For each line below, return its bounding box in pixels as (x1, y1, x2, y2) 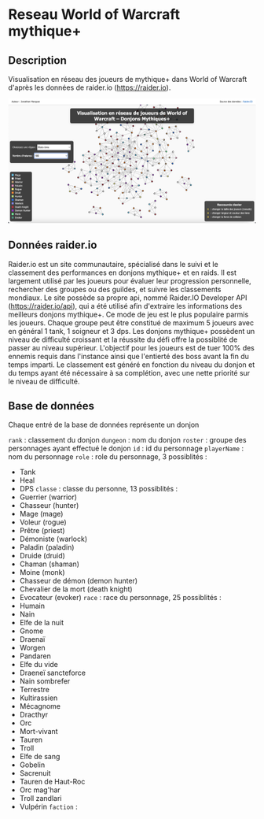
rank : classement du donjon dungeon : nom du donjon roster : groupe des (8, 435, 247, 445)
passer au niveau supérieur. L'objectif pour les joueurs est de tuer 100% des (8, 343, 255, 352)
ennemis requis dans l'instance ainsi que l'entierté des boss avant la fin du (8, 351, 250, 361)
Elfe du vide (19, 660, 59, 669)
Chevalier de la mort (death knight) (19, 584, 133, 594)
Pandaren (19, 651, 51, 661)
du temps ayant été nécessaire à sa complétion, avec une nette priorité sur (8, 368, 251, 377)
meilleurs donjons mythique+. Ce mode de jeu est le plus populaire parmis (8, 309, 249, 319)
